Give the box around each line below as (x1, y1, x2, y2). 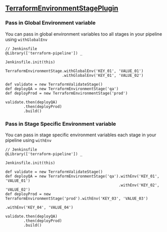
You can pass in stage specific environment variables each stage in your (5, 132, 157, 138)
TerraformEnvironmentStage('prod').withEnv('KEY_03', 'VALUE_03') (5, 196, 148, 201)
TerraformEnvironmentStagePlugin (5, 4, 118, 13)
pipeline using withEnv (5, 137, 52, 143)
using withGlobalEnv (5, 36, 48, 42)
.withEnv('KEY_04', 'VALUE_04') (5, 205, 73, 210)
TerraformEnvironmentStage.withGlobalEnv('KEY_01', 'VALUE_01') (5, 68, 144, 73)
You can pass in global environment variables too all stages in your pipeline (5, 31, 162, 37)
